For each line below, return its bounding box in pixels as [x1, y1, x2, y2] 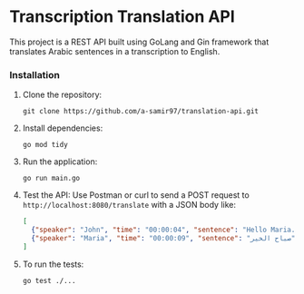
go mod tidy [22, 141, 68, 150]
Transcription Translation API [9, 6, 236, 27]
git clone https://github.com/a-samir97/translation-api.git [22, 107, 260, 116]
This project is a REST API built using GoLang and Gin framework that [9, 36, 270, 47]
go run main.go [22, 174, 81, 183]
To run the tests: [22, 259, 84, 269]
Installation [9, 68, 61, 81]
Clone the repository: [22, 89, 103, 101]
